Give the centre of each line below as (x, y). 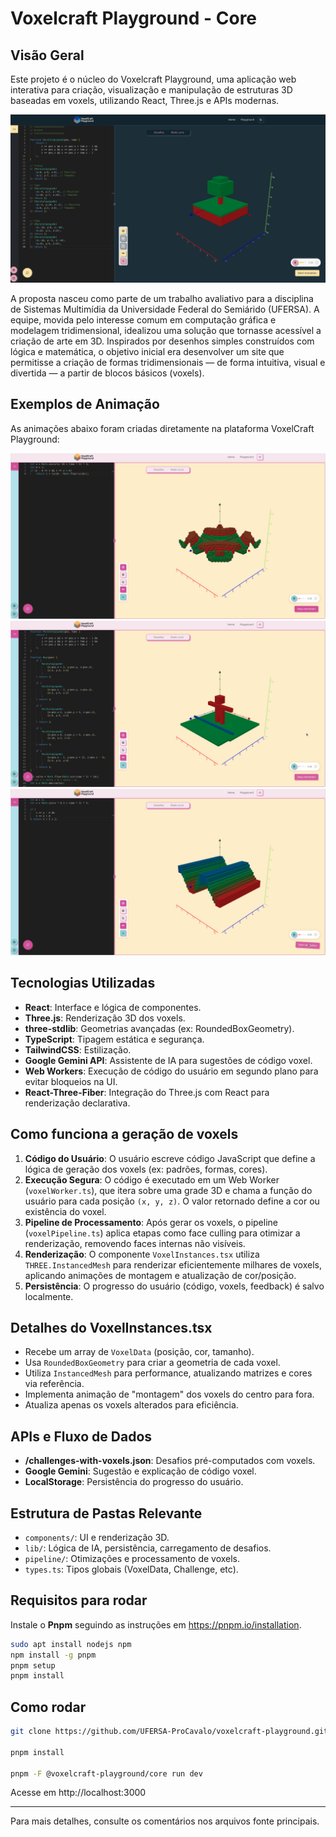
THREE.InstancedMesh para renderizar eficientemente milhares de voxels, (173, 1264)
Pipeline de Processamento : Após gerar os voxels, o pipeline (151, 1222)
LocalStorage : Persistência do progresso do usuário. (134, 1482)
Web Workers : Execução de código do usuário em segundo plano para (171, 1071)
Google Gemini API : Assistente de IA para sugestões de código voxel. (168, 1060)
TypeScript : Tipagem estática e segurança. (114, 1039)
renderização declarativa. (77, 1103)
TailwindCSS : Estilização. (78, 1049)
